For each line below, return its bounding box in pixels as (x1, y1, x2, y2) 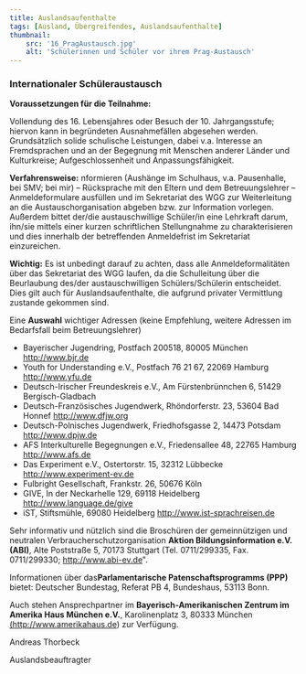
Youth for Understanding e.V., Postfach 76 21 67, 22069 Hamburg (22, 362, 269, 373)
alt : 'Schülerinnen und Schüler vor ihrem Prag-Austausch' (26, 48, 256, 57)
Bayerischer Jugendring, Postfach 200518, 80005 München (22, 342, 248, 353)
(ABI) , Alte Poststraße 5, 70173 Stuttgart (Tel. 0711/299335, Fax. (9, 545, 249, 556)
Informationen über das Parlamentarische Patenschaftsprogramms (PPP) (9, 572, 289, 583)
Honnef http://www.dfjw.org (22, 411, 129, 422)
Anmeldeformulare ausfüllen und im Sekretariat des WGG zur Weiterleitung (9, 192, 292, 203)
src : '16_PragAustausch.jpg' (26, 38, 137, 48)
